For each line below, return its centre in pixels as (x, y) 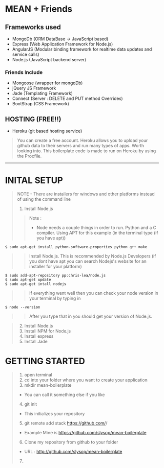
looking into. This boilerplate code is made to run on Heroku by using (86, 151)
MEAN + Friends (39, 9)
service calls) (26, 54)
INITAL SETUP (34, 180)
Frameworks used (33, 27)
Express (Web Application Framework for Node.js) (62, 44)
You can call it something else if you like (64, 395)
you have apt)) (51, 238)
